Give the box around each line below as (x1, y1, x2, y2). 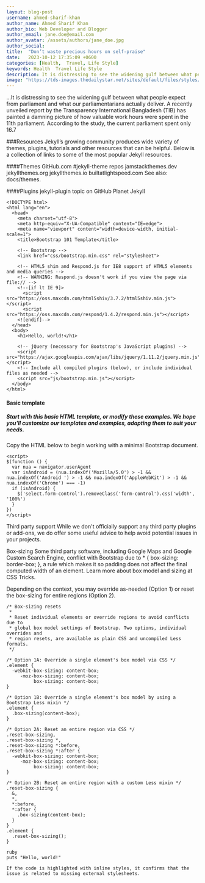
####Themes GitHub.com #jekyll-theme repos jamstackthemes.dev (6, 163, 178, 170)
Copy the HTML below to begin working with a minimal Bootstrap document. (6, 441, 198, 449)
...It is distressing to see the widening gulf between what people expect (6, 94, 186, 101)
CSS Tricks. (6, 573, 36, 580)
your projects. (6, 535, 41, 543)
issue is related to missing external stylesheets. (6, 870, 140, 876)
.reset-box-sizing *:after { (6, 748, 81, 754)
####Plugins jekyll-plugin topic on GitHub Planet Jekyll (6, 187, 145, 195)
